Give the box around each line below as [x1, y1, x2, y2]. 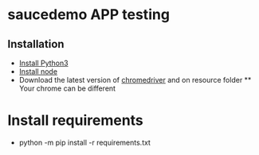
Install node [18, 67, 57, 76]
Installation [7, 37, 65, 51]
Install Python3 [18, 58, 69, 68]
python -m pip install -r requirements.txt [18, 138, 151, 147]
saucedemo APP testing [7, 6, 171, 24]
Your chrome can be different [18, 83, 116, 93]
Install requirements [7, 111, 144, 130]
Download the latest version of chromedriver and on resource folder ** [18, 76, 252, 84]
